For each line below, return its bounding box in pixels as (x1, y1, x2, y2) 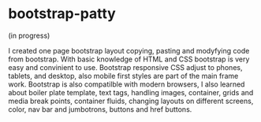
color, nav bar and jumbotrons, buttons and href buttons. (8, 104, 192, 114)
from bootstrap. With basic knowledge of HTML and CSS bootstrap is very (8, 54, 250, 64)
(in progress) (8, 31, 50, 40)
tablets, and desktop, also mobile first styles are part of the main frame (8, 71, 239, 80)
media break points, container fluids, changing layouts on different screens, (8, 96, 254, 105)
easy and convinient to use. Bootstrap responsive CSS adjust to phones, (8, 62, 243, 72)
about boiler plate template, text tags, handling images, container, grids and (8, 87, 254, 97)
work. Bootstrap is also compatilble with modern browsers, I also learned (8, 79, 245, 89)
